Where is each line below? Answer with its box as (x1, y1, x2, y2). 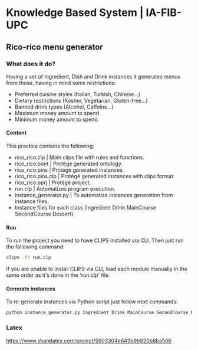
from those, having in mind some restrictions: (6, 79, 116, 86)
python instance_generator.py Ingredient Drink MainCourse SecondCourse (6, 310, 189, 316)
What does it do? (6, 60, 56, 68)
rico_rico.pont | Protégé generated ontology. (14, 160, 123, 168)
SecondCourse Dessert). (14, 210, 75, 218)
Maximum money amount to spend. (14, 109, 101, 116)
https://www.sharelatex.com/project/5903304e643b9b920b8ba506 (6, 337, 172, 344)
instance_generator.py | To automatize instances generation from (14, 192, 173, 199)
